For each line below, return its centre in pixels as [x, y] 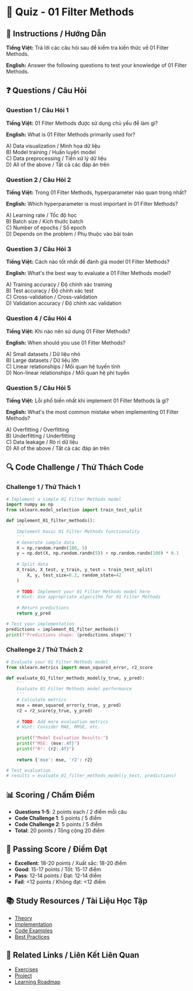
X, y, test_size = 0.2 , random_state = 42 [74, 575]
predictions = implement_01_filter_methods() [62, 629]
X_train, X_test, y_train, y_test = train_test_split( [85, 570]
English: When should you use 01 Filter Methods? [66, 342]
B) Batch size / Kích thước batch [45, 221]
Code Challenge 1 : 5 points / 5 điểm [58, 818]
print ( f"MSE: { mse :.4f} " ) [48, 744]
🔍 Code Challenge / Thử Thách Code [75, 468]
